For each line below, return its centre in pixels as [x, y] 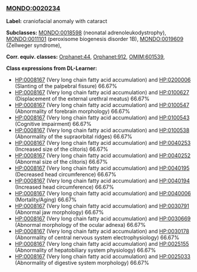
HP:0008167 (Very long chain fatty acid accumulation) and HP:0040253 [103, 143]
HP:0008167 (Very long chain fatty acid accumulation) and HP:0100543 [102, 118]
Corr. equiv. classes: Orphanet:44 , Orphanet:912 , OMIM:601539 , [85, 57]
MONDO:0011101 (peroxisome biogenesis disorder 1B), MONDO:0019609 [95, 39]
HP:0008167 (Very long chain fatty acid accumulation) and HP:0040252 [103, 156]
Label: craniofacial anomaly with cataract [57, 21]
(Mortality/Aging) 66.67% [46, 200]
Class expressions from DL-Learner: [52, 68]
